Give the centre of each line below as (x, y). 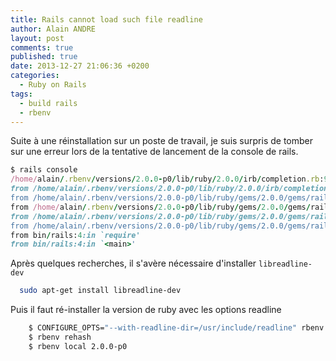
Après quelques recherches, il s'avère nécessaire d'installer (133, 263)
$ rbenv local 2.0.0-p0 (78, 346)
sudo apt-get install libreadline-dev (100, 291)
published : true (44, 57)
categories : (35, 76)
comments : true (42, 47)
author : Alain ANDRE (53, 29)
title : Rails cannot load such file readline (106, 19)
